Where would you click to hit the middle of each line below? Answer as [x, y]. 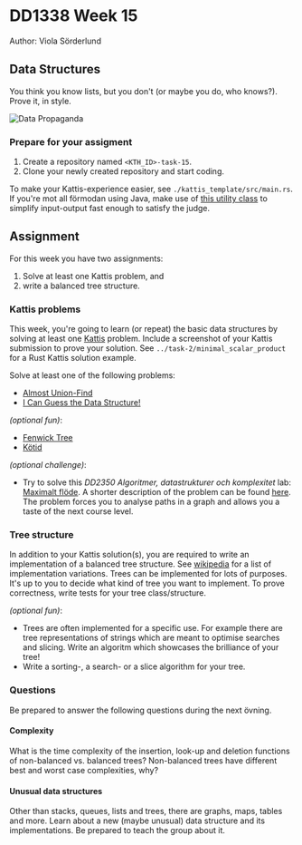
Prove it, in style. [41, 101]
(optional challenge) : [48, 465]
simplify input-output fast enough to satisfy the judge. [110, 209]
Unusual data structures [56, 791]
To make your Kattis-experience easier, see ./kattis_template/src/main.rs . [151, 189]
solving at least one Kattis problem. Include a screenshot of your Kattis [141, 339]
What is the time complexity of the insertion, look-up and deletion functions [150, 751]
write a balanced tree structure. [81, 286]
